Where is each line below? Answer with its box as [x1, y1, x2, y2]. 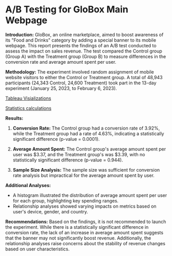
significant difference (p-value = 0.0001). [12, 136, 100, 142]
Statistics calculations [5, 105, 52, 111]
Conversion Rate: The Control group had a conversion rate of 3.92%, [12, 125, 160, 131]
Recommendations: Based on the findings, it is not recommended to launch [5, 218, 166, 225]
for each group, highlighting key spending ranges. [12, 197, 119, 204]
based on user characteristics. [5, 246, 70, 252]
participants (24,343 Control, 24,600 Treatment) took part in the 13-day [5, 80, 157, 86]
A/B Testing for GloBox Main [5, 4, 128, 15]
